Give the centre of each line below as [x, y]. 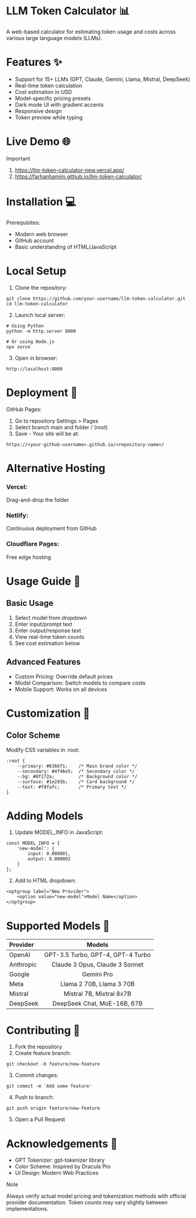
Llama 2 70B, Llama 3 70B [97, 984]
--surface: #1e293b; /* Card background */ [76, 781]
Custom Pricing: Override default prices [64, 676]
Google [19, 974]
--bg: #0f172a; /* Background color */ [77, 776]
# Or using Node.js [30, 341]
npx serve [19, 347]
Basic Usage [30, 603]
